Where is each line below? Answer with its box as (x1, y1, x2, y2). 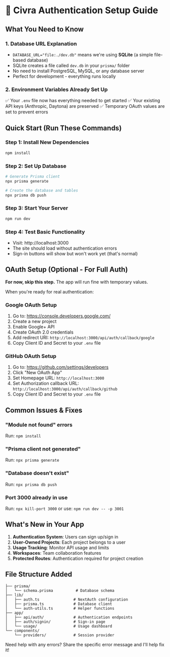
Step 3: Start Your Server (5, 204, 69, 212)
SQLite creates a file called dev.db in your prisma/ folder (12, 62, 130, 68)
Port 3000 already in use (5, 494, 68, 501)
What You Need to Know (5, 25, 84, 34)
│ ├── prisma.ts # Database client (5, 601, 113, 607)
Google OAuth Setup (5, 301, 57, 308)
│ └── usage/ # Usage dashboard (5, 623, 113, 629)
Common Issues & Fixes (5, 406, 83, 414)
